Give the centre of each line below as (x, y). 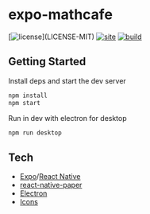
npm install (28, 95)
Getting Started (47, 62)
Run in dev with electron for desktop (67, 118)
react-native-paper (51, 185)
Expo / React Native (50, 177)
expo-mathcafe (61, 15)
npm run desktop (35, 133)
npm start (25, 103)
